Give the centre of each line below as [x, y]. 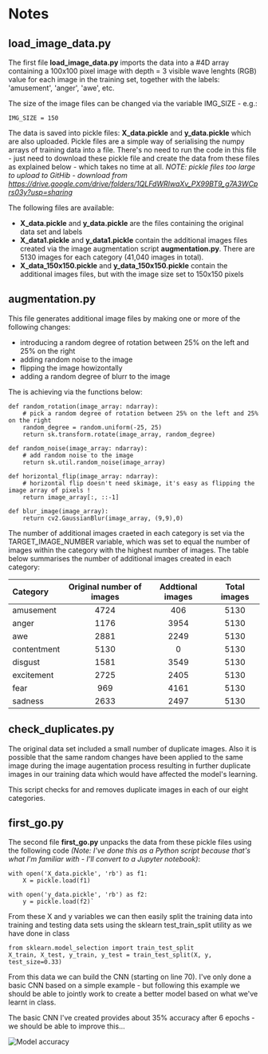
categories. [27, 798]
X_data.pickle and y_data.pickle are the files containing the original [132, 223]
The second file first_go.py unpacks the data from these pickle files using [130, 842]
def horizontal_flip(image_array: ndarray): [83, 476]
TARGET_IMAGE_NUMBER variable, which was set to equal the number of [129, 541]
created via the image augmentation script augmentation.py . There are [137, 249]
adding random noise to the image [76, 359]
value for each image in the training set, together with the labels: [114, 79]
